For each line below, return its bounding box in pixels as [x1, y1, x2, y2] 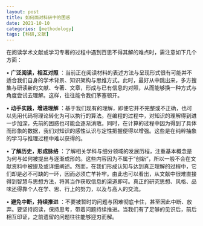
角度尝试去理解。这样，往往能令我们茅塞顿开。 [6, 92, 123, 99]
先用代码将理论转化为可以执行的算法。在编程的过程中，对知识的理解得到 [11, 112, 192, 120]
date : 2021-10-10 [6, 20, 50, 26]
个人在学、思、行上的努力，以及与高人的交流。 [27, 186, 144, 193]
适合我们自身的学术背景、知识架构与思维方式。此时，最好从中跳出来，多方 [6, 77, 192, 84]
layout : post [6, 8, 39, 15]
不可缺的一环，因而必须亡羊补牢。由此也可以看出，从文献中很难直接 [27, 170, 197, 178]
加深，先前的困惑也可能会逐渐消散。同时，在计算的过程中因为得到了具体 [16, 120, 197, 127]
